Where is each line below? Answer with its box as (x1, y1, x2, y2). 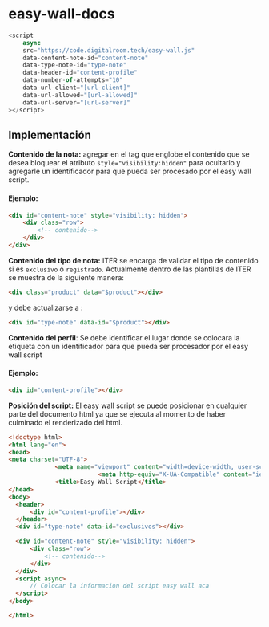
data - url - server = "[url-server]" (22, 98, 130, 107)
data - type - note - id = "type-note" (22, 61, 127, 69)
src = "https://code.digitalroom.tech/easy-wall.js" (22, 46, 195, 55)
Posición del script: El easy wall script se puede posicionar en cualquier (8, 401, 247, 410)
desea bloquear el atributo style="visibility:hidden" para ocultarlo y (8, 158, 241, 168)
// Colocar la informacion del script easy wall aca (29, 582, 210, 590)
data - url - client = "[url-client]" (22, 83, 130, 92)
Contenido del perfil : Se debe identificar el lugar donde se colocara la (8, 332, 240, 342)
